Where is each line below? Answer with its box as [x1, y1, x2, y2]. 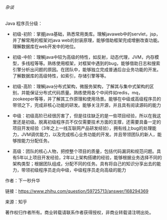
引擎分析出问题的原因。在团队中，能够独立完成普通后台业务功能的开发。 [12, 67, 161, 73]
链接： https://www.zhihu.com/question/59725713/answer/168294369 [5, 188, 149, 194]
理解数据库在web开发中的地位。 [12, 43, 78, 49]
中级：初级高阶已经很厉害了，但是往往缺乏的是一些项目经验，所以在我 [12, 113, 157, 119]
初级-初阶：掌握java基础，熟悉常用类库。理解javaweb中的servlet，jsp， [12, 31, 161, 37]
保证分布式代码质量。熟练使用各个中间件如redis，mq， [29, 90, 143, 96]
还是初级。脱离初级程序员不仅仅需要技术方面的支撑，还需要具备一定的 [16, 119, 161, 125]
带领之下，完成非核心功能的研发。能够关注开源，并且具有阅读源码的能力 [12, 102, 161, 108]
